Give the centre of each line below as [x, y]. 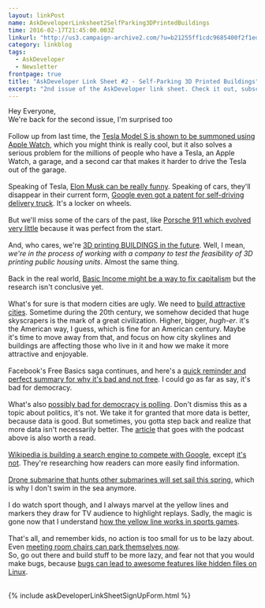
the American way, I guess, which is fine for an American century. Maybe [127, 329]
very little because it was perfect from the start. [86, 229]
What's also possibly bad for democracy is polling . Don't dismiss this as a [128, 405]
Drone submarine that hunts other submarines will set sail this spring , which [131, 480]
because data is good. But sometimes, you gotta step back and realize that [130, 421]
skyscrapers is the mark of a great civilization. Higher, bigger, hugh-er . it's [129, 321]
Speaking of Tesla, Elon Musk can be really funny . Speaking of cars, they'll [129, 187]
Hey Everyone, [32, 111]
